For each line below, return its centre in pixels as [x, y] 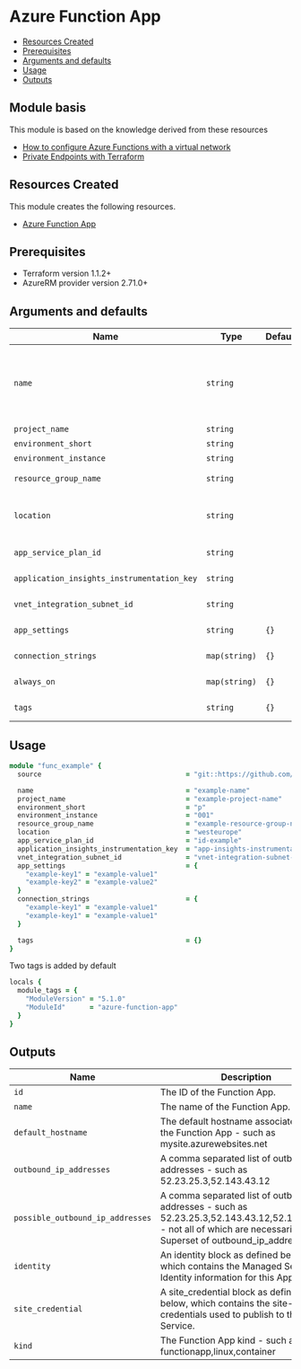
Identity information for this [217, 1277]
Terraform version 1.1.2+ [67, 274]
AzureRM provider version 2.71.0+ [85, 283]
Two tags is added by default [63, 966]
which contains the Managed [221, 1267]
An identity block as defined [219, 1255]
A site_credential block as [214, 1293]
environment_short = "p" [112, 807]
